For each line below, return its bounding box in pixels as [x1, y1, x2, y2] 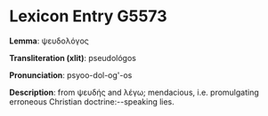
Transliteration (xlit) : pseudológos [9, 52, 136, 63]
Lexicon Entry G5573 [9, 6, 167, 27]
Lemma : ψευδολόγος [9, 35, 89, 46]
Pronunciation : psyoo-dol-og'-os [9, 69, 133, 81]
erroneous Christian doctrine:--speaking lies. [9, 96, 175, 107]
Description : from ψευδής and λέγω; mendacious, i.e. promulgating [9, 87, 260, 97]
